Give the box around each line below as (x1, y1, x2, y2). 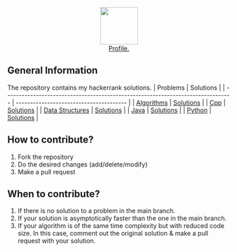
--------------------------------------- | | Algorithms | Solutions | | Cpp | (15, 98, 226, 107)
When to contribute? (7, 188, 100, 200)
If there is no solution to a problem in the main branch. (17, 207, 175, 215)
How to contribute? (7, 134, 94, 146)
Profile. (108, 44, 129, 52)
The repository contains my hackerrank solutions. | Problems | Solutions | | (7, 83, 225, 92)
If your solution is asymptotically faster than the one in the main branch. (17, 214, 227, 222)
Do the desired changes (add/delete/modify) (17, 160, 148, 169)
